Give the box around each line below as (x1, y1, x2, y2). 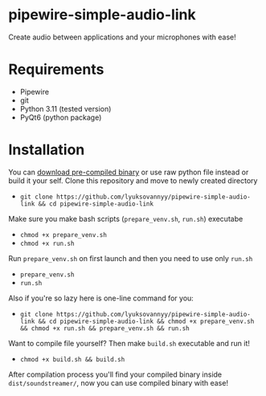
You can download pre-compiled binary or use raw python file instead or (8, 167, 249, 177)
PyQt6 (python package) (19, 112, 102, 122)
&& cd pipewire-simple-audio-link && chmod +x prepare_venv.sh (38, 317, 255, 325)
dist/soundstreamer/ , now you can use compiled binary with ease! (8, 378, 229, 387)
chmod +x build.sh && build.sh (19, 355, 125, 363)
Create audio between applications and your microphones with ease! (8, 32, 236, 42)
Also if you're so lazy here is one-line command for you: (8, 293, 194, 303)
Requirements (8, 60, 104, 79)
